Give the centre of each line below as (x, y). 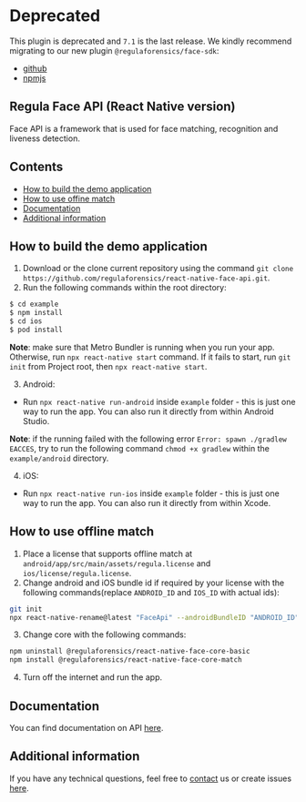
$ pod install (36, 330)
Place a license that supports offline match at (107, 553)
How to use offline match (82, 532)
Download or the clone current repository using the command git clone (158, 269)
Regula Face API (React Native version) (122, 107)
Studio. (36, 421)
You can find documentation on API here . (87, 728)
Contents (36, 167)
